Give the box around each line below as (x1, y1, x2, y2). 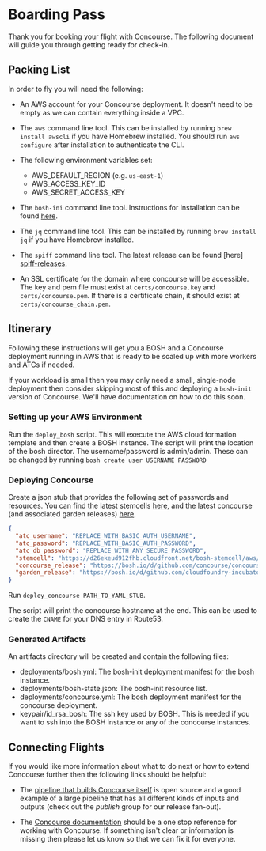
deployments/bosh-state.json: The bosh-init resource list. (19, 684, 208, 694)
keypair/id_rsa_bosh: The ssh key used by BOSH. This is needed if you (19, 709, 251, 719)
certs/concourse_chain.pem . (19, 299, 111, 308)
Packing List (8, 63, 70, 77)
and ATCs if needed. (8, 360, 75, 369)
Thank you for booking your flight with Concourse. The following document (8, 32, 254, 41)
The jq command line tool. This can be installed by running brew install (19, 226, 257, 236)
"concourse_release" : (15, 562, 87, 569)
